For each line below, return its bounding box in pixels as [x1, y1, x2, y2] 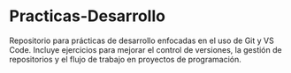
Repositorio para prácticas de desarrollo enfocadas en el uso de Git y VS [9, 35, 274, 46]
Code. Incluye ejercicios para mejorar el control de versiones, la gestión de [9, 44, 282, 55]
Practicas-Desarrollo [9, 6, 166, 26]
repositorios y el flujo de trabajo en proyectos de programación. [9, 54, 241, 64]
